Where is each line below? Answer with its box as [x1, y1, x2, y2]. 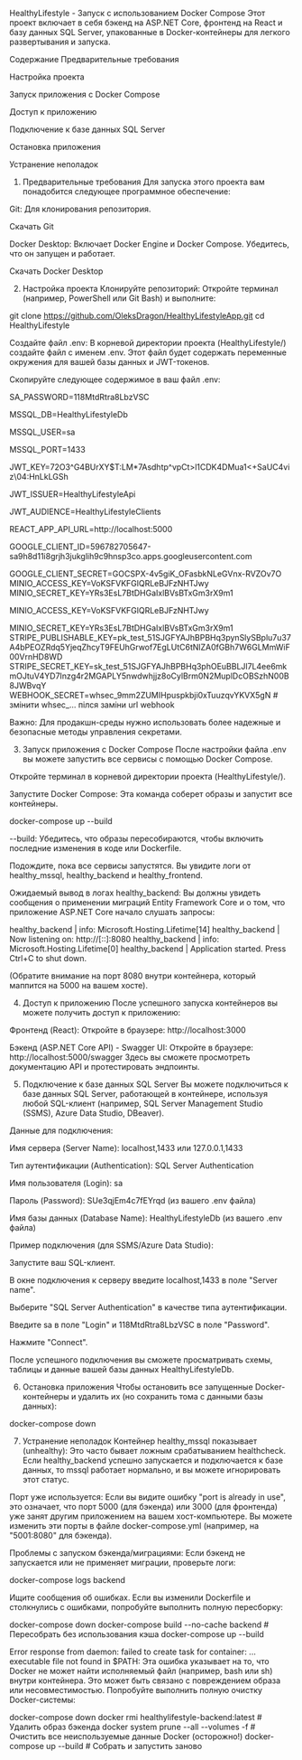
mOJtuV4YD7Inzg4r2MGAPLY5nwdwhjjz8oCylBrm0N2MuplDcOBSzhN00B [9, 670, 290, 681]
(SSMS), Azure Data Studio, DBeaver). [22, 1108, 165, 1119]
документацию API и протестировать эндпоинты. [9, 1062, 200, 1072]
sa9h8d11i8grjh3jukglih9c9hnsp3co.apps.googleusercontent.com [9, 551, 252, 561]
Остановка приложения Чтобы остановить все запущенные [22, 1381, 254, 1392]
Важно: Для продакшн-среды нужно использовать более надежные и [9, 717, 281, 727]
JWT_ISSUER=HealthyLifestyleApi [9, 489, 136, 500]
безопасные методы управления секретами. [9, 726, 182, 737]
